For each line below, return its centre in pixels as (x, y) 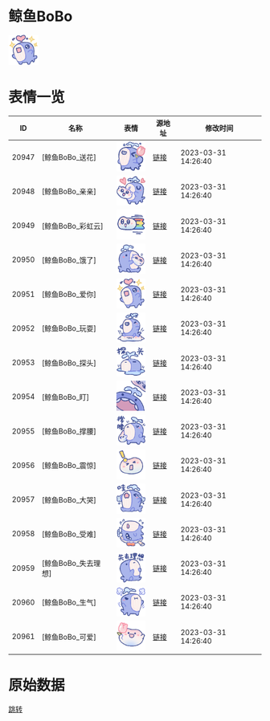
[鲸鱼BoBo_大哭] (69, 499)
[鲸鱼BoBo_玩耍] (69, 328)
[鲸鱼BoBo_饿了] (69, 260)
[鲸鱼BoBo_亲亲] (69, 191)
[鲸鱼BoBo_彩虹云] (72, 226)
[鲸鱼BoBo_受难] (69, 534)
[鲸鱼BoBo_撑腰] (69, 431)
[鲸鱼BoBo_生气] (69, 602)
